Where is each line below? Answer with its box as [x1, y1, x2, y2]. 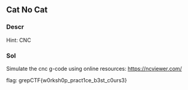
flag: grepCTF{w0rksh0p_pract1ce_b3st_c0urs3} [6, 76, 127, 83]
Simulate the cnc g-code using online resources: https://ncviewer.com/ [6, 65, 182, 72]
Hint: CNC [6, 36, 31, 44]
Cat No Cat [6, 5, 48, 15]
